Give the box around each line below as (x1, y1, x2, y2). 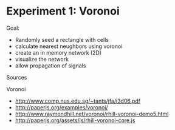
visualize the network (15, 55, 69, 63)
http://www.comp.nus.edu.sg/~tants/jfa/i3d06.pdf (15, 97, 141, 104)
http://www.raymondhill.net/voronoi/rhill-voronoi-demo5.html (15, 110, 169, 117)
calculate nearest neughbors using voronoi (15, 43, 123, 50)
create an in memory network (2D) (15, 49, 102, 56)
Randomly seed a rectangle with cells (15, 36, 109, 43)
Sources (6, 74, 27, 81)
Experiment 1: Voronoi (6, 4, 120, 18)
